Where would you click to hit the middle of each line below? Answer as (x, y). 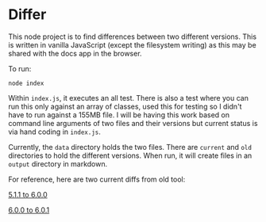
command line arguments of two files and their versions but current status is (133, 123)
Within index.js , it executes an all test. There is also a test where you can (128, 98)
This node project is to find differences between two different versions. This (132, 36)
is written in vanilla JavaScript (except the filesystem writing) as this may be (132, 44)
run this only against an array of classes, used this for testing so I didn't (125, 106)
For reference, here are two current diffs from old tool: (97, 179)
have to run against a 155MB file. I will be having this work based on (119, 115)
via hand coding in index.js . (55, 132)
